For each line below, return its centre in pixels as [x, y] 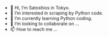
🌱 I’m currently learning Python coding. [51, 18]
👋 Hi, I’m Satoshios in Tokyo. [40, 8]
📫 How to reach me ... [34, 29]
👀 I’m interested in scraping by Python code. [57, 13]
